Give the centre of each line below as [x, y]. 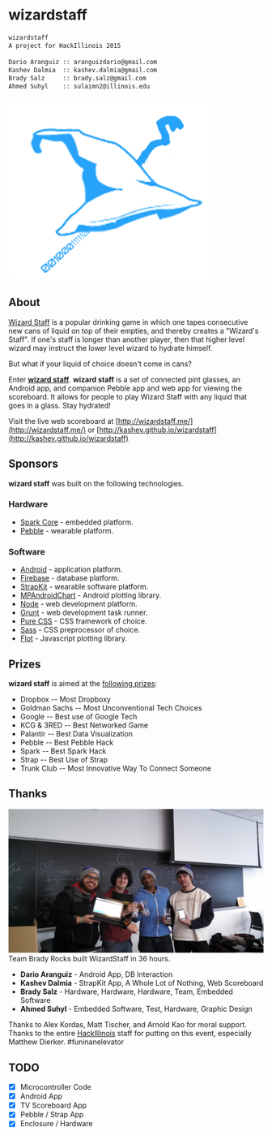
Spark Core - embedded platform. [76, 522]
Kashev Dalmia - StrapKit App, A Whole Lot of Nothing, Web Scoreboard [142, 983]
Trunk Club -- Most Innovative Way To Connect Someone [116, 768]
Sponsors [33, 464]
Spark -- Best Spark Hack [63, 751]
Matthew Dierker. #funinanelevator [66, 1042]
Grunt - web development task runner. [84, 613]
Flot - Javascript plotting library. [74, 638]
